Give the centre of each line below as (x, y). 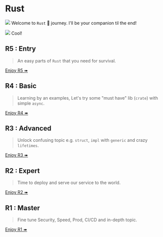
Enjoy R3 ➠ (17, 155)
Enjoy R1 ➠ (16, 229)
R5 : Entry (21, 49)
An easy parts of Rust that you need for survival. (67, 60)
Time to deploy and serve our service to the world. (69, 183)
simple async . (31, 103)
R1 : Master (23, 208)
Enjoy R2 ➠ (17, 192)
